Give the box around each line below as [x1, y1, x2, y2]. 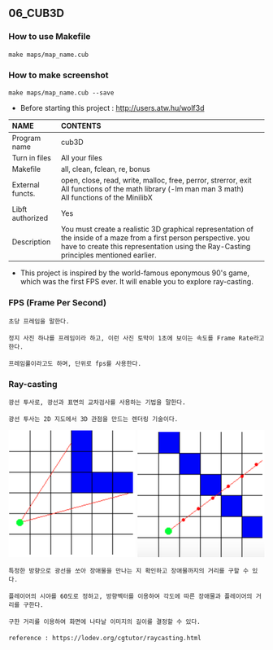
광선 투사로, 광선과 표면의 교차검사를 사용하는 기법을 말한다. [8, 398, 186, 406]
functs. [11, 188, 36, 198]
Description [11, 237, 51, 247]
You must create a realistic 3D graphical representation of [60, 224, 254, 234]
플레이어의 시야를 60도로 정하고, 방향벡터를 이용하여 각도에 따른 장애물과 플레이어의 [8, 592, 253, 601]
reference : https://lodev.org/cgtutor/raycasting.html [8, 635, 201, 643]
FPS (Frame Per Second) [8, 297, 107, 309]
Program [11, 133, 41, 143]
